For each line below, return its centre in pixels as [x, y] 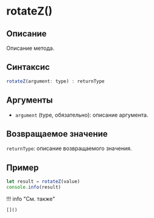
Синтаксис [28, 67]
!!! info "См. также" [31, 199]
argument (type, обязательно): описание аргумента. [82, 115]
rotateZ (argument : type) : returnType [55, 81]
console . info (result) [34, 187]
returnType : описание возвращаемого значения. [69, 148]
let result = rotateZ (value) [43, 182]
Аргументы [30, 100]
